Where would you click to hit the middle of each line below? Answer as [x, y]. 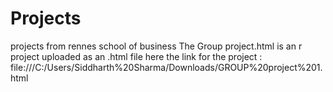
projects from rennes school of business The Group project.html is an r [156, 46]
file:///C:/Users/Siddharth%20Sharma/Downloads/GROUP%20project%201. [166, 67]
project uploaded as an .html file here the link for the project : [136, 56]
